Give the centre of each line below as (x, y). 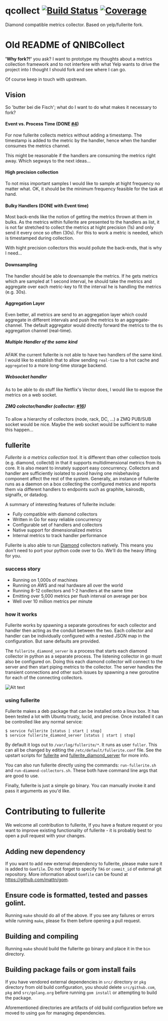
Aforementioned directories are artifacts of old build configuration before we (84, 1007)
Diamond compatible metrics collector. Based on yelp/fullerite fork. (74, 25)
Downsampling (21, 265)
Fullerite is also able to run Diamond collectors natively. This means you (79, 545)
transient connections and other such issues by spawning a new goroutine (82, 672)
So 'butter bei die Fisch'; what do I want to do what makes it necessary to (81, 107)
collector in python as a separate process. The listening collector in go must (83, 656)
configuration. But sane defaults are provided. (53, 641)
